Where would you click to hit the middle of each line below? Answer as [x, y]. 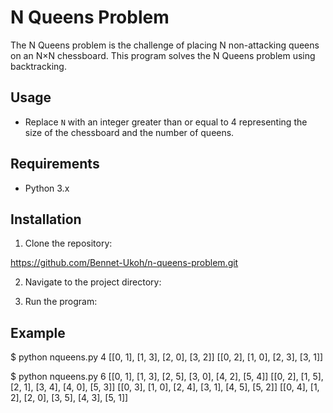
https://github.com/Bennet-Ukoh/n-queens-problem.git [124, 263]
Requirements [55, 164]
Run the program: [61, 302]
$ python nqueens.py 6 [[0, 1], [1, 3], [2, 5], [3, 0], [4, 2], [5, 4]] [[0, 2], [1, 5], [167, 377]
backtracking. [38, 66]
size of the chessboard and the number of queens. [129, 132]
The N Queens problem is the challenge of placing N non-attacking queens [165, 45]
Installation [46, 219]
